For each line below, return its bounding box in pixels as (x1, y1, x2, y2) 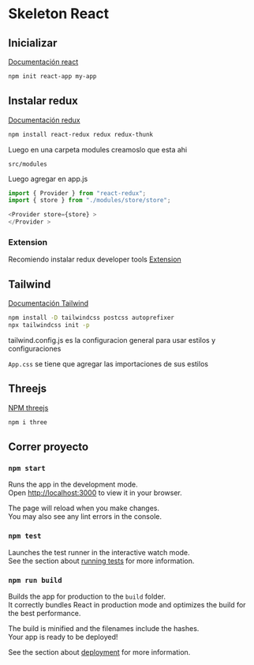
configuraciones (8, 344, 62, 353)
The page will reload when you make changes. (8, 503, 160, 513)
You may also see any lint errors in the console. (8, 512, 162, 521)
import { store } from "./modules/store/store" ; (8, 197, 171, 205)
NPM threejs (8, 403, 49, 412)
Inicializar (8, 36, 58, 50)
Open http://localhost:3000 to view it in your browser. (8, 488, 183, 498)
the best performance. (8, 608, 81, 618)
